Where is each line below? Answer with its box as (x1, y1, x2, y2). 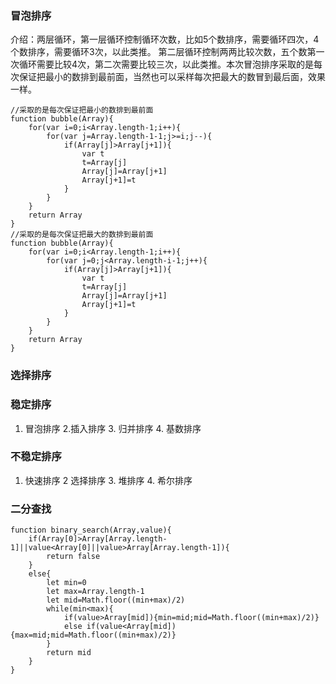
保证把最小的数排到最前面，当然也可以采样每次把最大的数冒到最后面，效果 (18, 71, 326, 83)
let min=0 (46, 578, 87, 588)
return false (46, 552, 101, 562)
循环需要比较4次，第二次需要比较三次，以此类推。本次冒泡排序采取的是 (18, 58, 315, 71)
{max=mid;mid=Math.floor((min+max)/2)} (10, 630, 177, 641)
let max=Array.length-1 (46, 587, 145, 597)
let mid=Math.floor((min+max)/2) (46, 595, 186, 606)
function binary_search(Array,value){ (10, 525, 172, 536)
